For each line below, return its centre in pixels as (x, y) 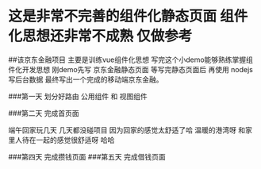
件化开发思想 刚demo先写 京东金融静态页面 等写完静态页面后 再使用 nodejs (131, 69)
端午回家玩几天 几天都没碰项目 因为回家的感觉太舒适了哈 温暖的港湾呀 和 (127, 130)
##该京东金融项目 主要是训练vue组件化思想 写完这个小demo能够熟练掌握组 (131, 60)
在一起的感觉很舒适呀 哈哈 (72, 140)
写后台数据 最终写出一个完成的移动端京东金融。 (86, 79)
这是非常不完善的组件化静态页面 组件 (128, 16)
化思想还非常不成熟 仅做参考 (100, 36)
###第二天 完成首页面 (44, 113)
